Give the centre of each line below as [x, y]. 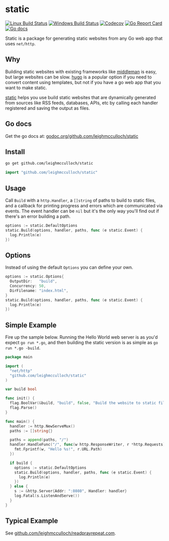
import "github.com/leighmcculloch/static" [52, 173]
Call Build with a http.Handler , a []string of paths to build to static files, [80, 200]
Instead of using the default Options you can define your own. [69, 267]
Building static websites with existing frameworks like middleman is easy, [81, 71]
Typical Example [32, 521]
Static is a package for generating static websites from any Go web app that [84, 38]
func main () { [20, 421]
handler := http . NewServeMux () [43, 426]
